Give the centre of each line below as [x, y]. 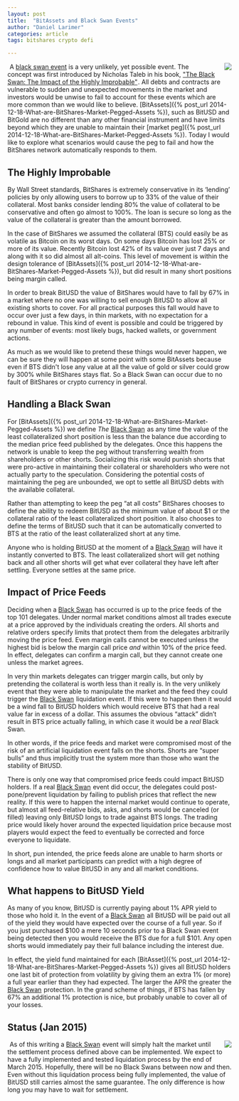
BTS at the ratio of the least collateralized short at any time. [94, 533]
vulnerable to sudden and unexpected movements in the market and [107, 90]
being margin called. [37, 279]
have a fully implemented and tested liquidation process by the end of [110, 1060]
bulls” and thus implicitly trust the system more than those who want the [113, 757]
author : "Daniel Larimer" [46, 27]
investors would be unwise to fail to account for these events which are [112, 97]
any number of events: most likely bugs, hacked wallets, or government [112, 330]
